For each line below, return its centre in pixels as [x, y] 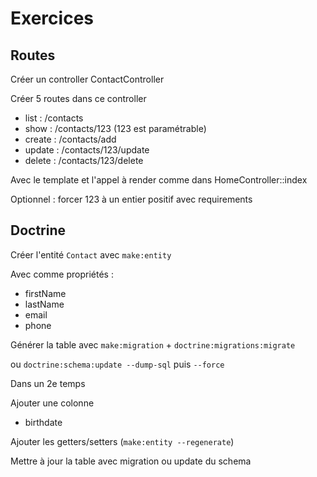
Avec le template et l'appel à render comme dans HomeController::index [159, 180]
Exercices [52, 18]
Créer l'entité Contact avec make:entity [91, 254]
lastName [44, 304]
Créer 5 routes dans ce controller [78, 98]
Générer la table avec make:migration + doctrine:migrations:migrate [153, 344]
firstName [45, 293]
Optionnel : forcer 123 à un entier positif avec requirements [131, 199]
